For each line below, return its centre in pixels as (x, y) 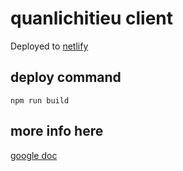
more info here (57, 131)
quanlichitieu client (92, 18)
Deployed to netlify (49, 46)
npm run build (40, 100)
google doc (34, 155)
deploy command (66, 77)
